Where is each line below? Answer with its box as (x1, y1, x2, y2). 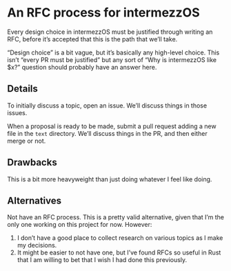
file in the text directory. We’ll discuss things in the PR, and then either (7, 129, 208, 137)
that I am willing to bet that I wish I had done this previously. (17, 256, 188, 264)
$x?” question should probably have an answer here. (7, 63, 157, 71)
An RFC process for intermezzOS (7, 5, 200, 21)
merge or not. (7, 137, 46, 145)
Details (7, 83, 38, 94)
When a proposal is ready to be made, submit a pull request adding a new (7, 122, 217, 130)
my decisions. (17, 241, 57, 250)
